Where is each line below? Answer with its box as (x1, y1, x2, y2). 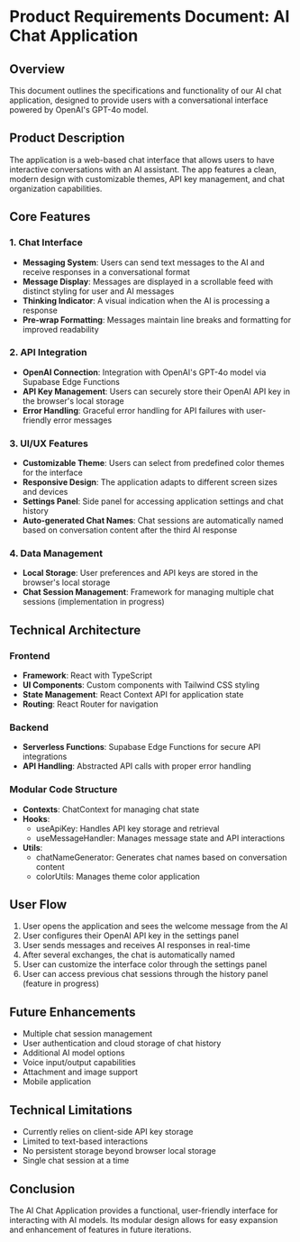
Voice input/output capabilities (22, 1057, 137, 1068)
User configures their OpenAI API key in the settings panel (22, 930, 239, 941)
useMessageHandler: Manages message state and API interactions (35, 832, 286, 844)
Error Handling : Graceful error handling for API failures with (22, 405, 245, 416)
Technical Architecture (9, 622, 141, 637)
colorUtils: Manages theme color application (35, 871, 201, 881)
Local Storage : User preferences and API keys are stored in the (22, 568, 259, 579)
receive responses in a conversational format (22, 266, 191, 277)
